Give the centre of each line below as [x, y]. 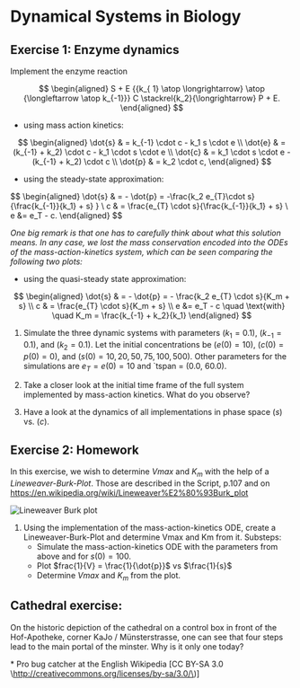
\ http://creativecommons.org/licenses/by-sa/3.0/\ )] [105, 673]
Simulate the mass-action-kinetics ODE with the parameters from [157, 547]
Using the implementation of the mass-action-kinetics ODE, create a [150, 528]
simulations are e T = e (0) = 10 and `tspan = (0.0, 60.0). [125, 367]
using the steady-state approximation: [93, 179]
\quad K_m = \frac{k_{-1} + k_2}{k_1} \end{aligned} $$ [152, 315]
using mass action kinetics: [73, 125]
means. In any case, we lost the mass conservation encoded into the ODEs [149, 243]
